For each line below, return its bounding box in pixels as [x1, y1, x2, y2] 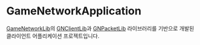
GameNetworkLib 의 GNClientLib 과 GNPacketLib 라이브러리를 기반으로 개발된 [6, 25, 195, 32]
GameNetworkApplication [6, 4, 141, 18]
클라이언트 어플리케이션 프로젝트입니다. [6, 32, 99, 40]
